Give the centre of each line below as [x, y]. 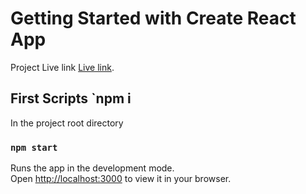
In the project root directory [67, 123]
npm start [34, 147]
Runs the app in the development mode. [92, 168]
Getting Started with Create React [153, 18]
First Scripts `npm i [71, 98]
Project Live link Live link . [62, 67]
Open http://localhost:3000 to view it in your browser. [121, 179]
